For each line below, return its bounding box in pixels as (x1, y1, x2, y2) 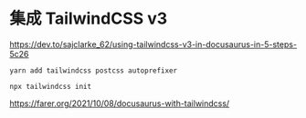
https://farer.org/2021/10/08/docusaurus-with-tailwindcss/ (9, 97, 230, 109)
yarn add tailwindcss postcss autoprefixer (9, 65, 178, 75)
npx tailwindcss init (9, 82, 92, 91)
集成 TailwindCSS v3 (9, 8, 168, 29)
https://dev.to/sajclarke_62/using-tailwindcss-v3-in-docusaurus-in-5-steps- (9, 38, 298, 50)
